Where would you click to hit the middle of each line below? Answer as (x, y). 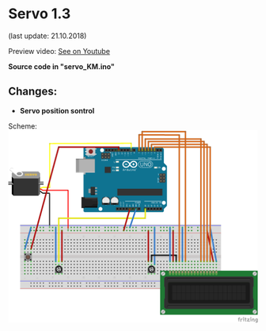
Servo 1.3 (40, 14)
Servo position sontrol (57, 110)
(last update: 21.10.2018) (47, 36)
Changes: (33, 92)
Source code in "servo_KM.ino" (61, 66)
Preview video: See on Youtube (59, 51)
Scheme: (23, 126)
